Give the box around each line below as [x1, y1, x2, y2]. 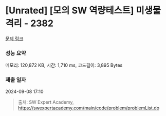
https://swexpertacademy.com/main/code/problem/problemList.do [17, 105, 160, 111]
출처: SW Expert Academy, [17, 99, 74, 105]
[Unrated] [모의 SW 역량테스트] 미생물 [5, 5, 161, 16]
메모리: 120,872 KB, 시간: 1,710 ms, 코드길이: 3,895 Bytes [5, 62, 123, 68]
